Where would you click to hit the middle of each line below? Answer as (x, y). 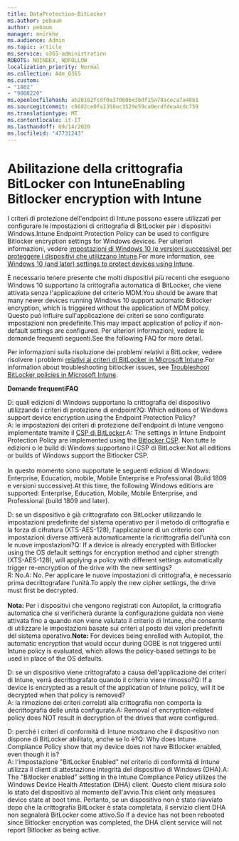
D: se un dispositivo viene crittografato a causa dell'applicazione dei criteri (117, 672)
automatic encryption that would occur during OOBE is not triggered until (115, 644)
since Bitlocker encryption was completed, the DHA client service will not (115, 822)
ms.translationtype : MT (43, 113)
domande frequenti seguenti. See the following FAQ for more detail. (105, 339)
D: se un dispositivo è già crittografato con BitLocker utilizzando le (105, 515)
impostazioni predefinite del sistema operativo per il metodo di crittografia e (118, 522)
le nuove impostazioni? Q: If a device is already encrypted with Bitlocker (112, 545)
